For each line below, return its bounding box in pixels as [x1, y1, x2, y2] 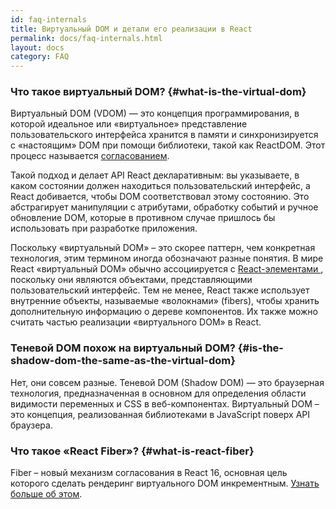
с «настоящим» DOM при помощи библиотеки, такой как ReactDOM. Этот [10, 139, 326, 151]
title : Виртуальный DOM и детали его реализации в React [10, 24, 253, 34]
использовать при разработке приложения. [10, 222, 198, 235]
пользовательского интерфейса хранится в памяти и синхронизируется [10, 129, 319, 141]
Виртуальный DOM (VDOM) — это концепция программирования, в [10, 107, 300, 120]
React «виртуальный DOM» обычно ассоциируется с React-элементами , [10, 263, 324, 275]
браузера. [10, 419, 53, 431]
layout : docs [10, 42, 65, 53]
